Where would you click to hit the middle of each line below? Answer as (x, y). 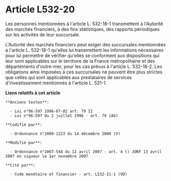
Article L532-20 (40, 10)
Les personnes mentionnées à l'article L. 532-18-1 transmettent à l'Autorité (84, 24)
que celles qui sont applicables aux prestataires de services (69, 77)
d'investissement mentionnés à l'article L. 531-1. (56, 83)
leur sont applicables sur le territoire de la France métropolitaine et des (80, 61)
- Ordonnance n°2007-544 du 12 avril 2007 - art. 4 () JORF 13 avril (86, 152)
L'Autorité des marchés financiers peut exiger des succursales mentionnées (85, 44)
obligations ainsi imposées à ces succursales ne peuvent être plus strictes (84, 72)
